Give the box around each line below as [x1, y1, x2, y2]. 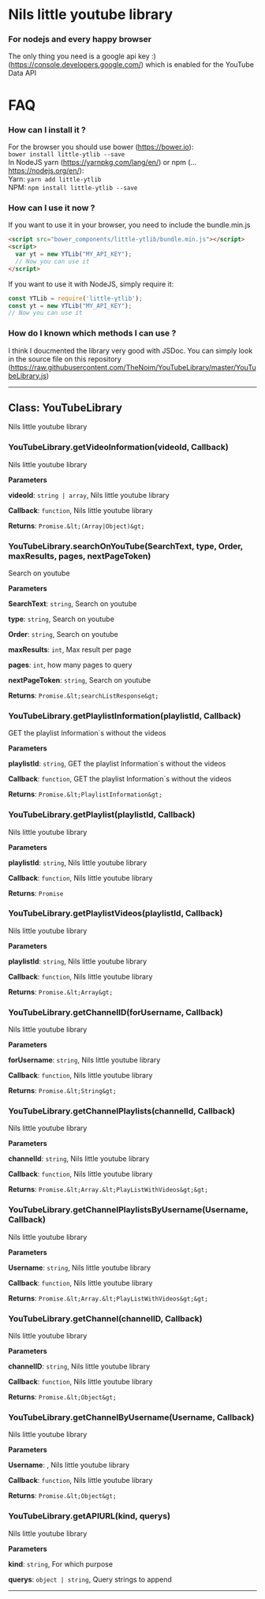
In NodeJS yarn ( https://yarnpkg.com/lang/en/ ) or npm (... [8, 157, 197, 167]
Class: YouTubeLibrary [8, 401, 122, 414]
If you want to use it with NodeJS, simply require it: [8, 279, 174, 289]
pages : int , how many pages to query [8, 660, 132, 669]
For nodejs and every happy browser [8, 34, 152, 45]
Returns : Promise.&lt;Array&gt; [8, 987, 113, 996]
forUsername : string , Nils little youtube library [8, 1055, 161, 1065]
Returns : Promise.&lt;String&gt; [8, 1086, 117, 1095]
